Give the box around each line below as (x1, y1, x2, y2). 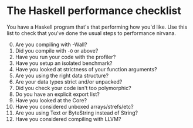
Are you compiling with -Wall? (15, 41, 87, 48)
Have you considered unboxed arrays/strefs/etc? (15, 103, 134, 110)
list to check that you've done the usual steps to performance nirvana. (6, 29, 177, 36)
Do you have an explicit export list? (15, 91, 100, 98)
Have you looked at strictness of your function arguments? (15, 65, 157, 72)
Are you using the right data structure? (15, 72, 109, 79)
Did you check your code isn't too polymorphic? (15, 84, 131, 91)
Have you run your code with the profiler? (15, 53, 116, 60)
